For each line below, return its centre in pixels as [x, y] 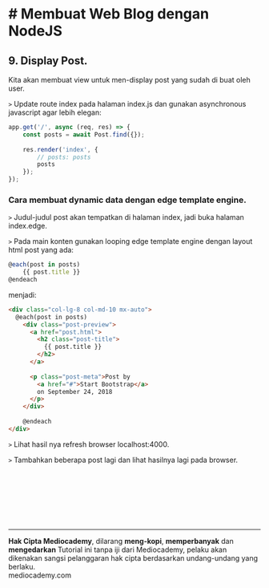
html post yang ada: [41, 250]
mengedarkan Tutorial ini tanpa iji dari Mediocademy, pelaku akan [118, 549]
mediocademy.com [40, 575]
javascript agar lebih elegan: [55, 112]
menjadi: [22, 294]
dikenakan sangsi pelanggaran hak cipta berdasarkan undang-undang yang [133, 558]
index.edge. [28, 226]
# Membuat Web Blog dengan [109, 14]
